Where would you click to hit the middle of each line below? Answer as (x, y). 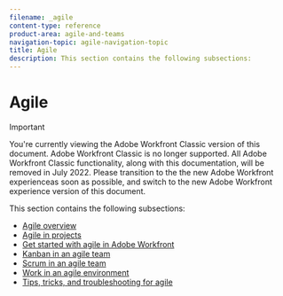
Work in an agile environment (75, 272)
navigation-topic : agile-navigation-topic (89, 42)
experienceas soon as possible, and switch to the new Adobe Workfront (141, 182)
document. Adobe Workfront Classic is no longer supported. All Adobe (138, 153)
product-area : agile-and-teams (67, 34)
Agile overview (49, 225)
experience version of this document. (78, 191)
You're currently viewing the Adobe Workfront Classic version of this (134, 144)
